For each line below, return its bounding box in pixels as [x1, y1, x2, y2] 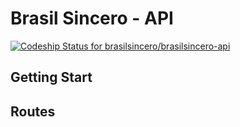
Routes [10, 103, 56, 120]
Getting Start [10, 69, 93, 86]
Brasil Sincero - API [10, 7, 174, 30]
